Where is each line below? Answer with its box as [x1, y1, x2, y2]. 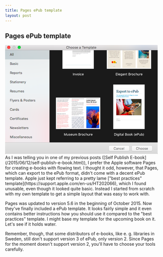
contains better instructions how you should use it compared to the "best [5, 211, 152, 217]
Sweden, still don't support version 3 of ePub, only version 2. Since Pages [5, 236, 154, 242]
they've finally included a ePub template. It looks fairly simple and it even [5, 206, 152, 211]
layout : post [5, 13, 32, 18]
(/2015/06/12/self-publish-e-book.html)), [5, 160, 87, 166]
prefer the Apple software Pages [90, 160, 156, 166]
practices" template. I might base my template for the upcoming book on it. [5, 216, 156, 222]
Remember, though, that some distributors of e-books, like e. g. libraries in [5, 231, 155, 237]
